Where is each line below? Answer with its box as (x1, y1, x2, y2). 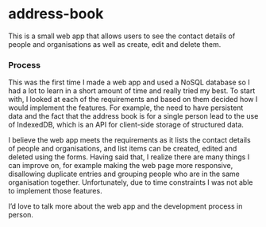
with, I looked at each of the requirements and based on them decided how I (8, 95, 258, 104)
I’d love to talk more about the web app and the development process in (8, 202, 243, 211)
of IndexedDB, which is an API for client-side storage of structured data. (8, 120, 245, 130)
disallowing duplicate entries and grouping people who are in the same (8, 169, 241, 179)
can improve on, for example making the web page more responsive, (8, 161, 233, 170)
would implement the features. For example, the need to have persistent (8, 103, 244, 112)
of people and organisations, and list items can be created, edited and (8, 144, 237, 154)
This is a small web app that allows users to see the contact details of (8, 31, 236, 41)
